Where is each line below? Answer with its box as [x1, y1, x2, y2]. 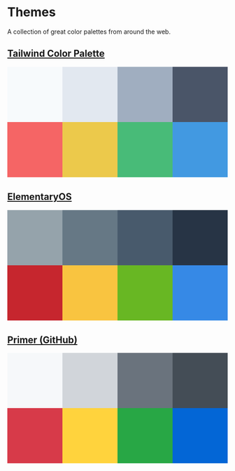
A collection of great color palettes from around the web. [7, 27, 171, 36]
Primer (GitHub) [7, 334, 78, 346]
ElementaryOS [7, 191, 72, 203]
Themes [7, 4, 56, 20]
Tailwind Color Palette [7, 48, 105, 60]
